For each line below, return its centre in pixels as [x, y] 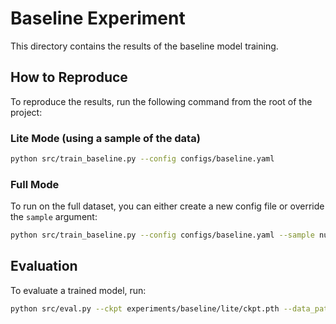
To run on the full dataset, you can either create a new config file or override [167, 206]
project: [26, 112]
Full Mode [35, 184]
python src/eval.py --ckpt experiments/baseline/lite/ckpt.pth [145, 308]
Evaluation [44, 266]
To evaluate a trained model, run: [78, 290]
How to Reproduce [69, 77]
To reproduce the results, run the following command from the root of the [161, 101]
